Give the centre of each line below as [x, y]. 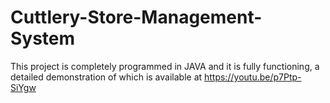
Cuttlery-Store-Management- [136, 17]
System [43, 38]
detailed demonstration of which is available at [106, 77]
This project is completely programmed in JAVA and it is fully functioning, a [165, 66]
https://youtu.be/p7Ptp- [253, 77]
